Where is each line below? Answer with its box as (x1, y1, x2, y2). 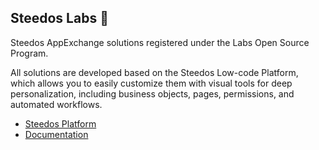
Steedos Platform (24, 117, 97, 130)
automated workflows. (10, 98, 103, 110)
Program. (10, 47, 49, 59)
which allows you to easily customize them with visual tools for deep (10, 77, 293, 89)
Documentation (24, 128, 89, 140)
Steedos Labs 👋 (10, 10, 109, 27)
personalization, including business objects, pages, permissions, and (10, 87, 295, 100)
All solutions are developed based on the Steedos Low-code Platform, (10, 66, 299, 78)
